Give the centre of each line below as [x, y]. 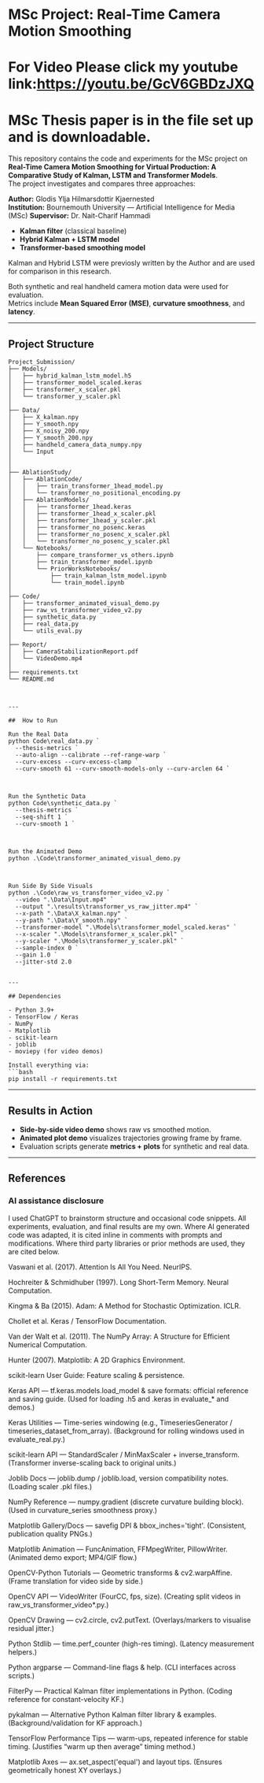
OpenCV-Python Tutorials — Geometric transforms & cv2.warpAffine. [120, 1573]
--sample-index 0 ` [47, 948]
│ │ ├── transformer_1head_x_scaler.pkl [82, 514]
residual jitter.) [31, 1628]
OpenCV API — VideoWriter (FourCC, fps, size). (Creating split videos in [125, 1596]
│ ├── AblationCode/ [45, 479]
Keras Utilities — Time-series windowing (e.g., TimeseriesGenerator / [121, 1422]
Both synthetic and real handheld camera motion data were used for [119, 287]
